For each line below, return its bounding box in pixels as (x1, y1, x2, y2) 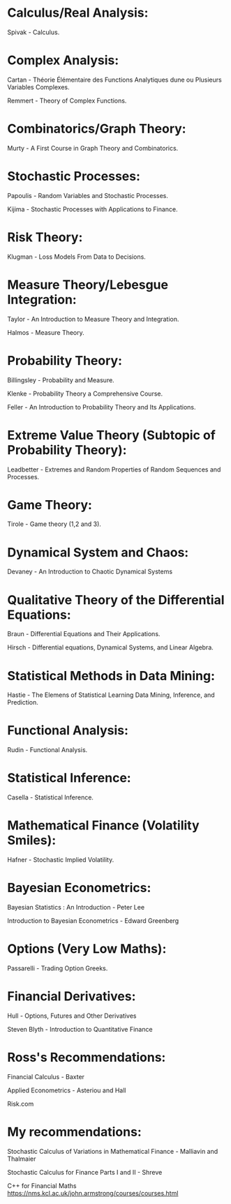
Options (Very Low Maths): (7, 941, 167, 957)
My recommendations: (7, 1124, 142, 1140)
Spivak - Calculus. (7, 28, 60, 36)
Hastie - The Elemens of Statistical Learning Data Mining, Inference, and (7, 691, 215, 699)
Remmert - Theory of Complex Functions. (7, 96, 127, 105)
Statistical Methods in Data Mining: (7, 668, 215, 684)
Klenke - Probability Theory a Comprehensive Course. (7, 389, 163, 398)
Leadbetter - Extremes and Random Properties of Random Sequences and (7, 465, 221, 474)
